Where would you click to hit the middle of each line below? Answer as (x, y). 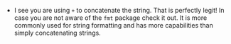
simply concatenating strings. (57, 33)
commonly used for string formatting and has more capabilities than (113, 25)
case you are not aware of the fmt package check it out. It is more (111, 18)
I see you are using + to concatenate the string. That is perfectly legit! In (119, 10)
